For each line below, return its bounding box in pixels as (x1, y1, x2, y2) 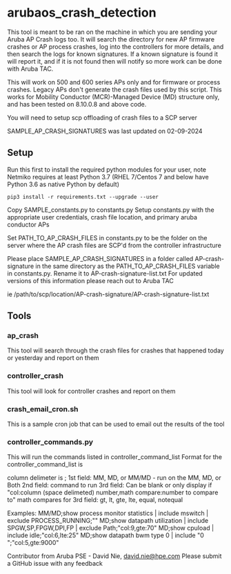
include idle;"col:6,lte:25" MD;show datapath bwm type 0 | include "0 (7, 531, 205, 539)
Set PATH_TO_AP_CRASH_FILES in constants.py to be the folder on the (7, 233, 208, 242)
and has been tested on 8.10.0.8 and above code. (7, 100, 147, 108)
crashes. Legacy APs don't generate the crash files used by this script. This (7, 85, 222, 93)
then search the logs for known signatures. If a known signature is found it (7, 50, 219, 58)
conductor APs (7, 220, 50, 228)
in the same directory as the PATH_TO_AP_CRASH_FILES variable (35, 262, 220, 270)
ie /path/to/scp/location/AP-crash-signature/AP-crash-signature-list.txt (7, 289, 210, 298)
